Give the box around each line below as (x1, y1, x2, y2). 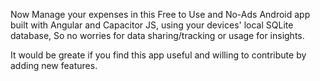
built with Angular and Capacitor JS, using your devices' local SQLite (10, 19, 294, 31)
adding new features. (10, 60, 98, 71)
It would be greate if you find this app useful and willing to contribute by (10, 49, 307, 61)
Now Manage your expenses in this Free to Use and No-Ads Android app (10, 9, 311, 20)
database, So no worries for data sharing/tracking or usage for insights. (10, 30, 305, 41)
